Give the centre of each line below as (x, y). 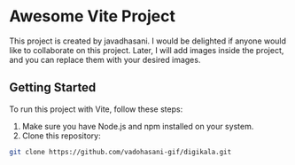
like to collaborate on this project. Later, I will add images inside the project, (147, 50)
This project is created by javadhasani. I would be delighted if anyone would (147, 41)
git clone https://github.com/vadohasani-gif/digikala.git (120, 152)
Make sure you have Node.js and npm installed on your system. (138, 126)
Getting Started (53, 87)
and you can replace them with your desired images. (105, 59)
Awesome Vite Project (92, 16)
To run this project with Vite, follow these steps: (96, 109)
